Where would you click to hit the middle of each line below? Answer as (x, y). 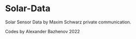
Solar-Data (28, 9)
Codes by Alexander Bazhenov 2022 (43, 31)
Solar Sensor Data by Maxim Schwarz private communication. (68, 22)
